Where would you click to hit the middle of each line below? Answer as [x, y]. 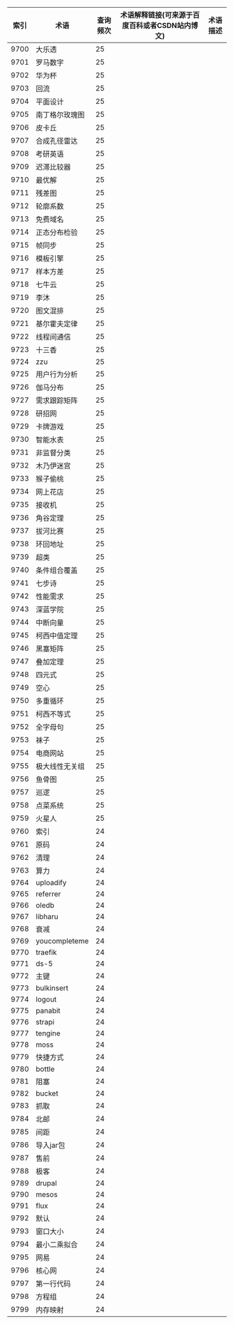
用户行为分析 [57, 374]
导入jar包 [50, 1145]
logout [46, 999]
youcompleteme [62, 941]
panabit [48, 1011]
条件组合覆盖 [57, 570]
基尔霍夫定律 [57, 324]
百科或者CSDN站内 [160, 25]
